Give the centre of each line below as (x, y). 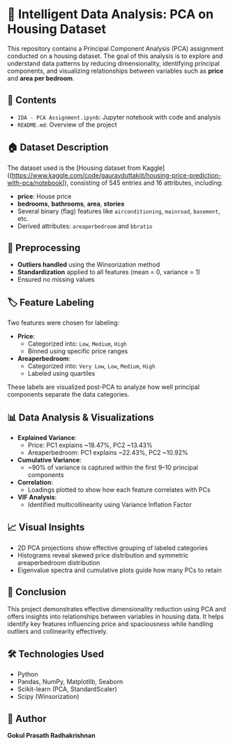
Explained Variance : (47, 438)
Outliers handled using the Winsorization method (89, 264)
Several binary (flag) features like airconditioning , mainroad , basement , (119, 211)
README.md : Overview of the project (67, 125)
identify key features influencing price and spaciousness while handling (110, 624)
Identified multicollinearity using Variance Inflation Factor (110, 504)
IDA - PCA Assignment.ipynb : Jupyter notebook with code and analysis (119, 117)
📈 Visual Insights (46, 527)
